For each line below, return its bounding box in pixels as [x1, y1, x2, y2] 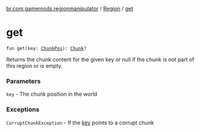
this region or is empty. [6, 62, 63, 69]
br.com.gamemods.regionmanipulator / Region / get [6, 5, 133, 12]
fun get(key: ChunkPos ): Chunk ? [6, 45, 87, 51]
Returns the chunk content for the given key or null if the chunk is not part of [6, 56, 195, 63]
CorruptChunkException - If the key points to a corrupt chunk [6, 119, 154, 126]
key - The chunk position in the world [6, 90, 97, 98]
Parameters [6, 77, 41, 85]
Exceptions [6, 105, 40, 114]
